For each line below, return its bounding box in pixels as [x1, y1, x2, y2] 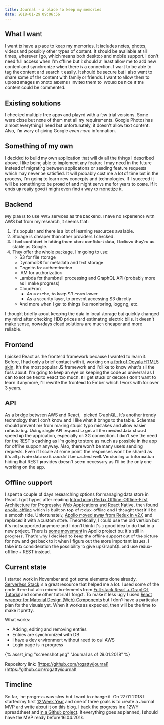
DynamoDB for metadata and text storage [19, 259, 103, 265]
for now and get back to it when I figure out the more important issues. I [5, 538, 150, 544]
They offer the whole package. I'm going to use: [12, 249, 109, 255]
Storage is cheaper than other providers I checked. [12, 233, 115, 239]
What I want [5, 30, 42, 38]
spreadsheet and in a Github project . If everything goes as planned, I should [5, 709, 158, 715]
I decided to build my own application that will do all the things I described [5, 155, 154, 161]
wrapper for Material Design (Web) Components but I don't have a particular [5, 597, 159, 603]
